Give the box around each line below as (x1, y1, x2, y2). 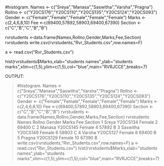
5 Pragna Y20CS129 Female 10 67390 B (17, 135, 98, 141)
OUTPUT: (5, 73, 24, 79)
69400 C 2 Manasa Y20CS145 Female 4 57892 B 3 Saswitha (17, 124, 140, 130)
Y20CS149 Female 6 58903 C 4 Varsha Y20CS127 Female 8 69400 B (17, 130, 157, 135)
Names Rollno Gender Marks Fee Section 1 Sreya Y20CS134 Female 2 (17, 119, 158, 125)
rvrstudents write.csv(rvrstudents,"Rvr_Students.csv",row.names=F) (5, 40, 143, 46)
